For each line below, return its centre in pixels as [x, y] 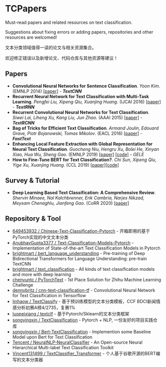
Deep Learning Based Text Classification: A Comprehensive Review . [84, 192]
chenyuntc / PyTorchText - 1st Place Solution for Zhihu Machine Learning [87, 280]
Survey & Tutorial [32, 181]
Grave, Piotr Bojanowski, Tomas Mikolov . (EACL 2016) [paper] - [77, 133]
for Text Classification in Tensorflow [49, 296]
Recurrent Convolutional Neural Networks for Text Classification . [81, 112]
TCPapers [26, 9]
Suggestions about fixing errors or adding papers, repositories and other [79, 32]
